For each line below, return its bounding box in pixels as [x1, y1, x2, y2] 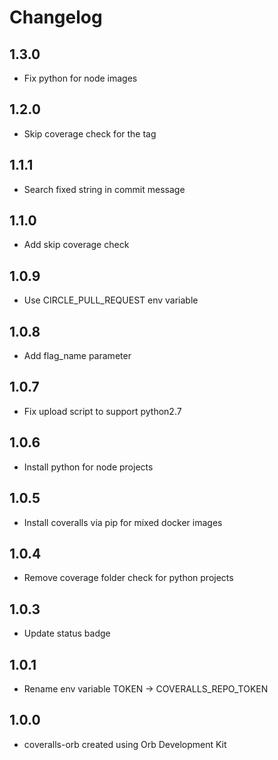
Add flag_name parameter [23, 350, 132, 362]
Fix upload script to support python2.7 [23, 405, 182, 417]
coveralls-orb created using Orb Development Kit [23, 738, 227, 750]
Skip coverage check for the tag [23, 127, 157, 140]
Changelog [9, 6, 103, 29]
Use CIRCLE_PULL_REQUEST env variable [23, 294, 199, 306]
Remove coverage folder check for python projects [23, 572, 234, 584]
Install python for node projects [23, 461, 154, 473]
